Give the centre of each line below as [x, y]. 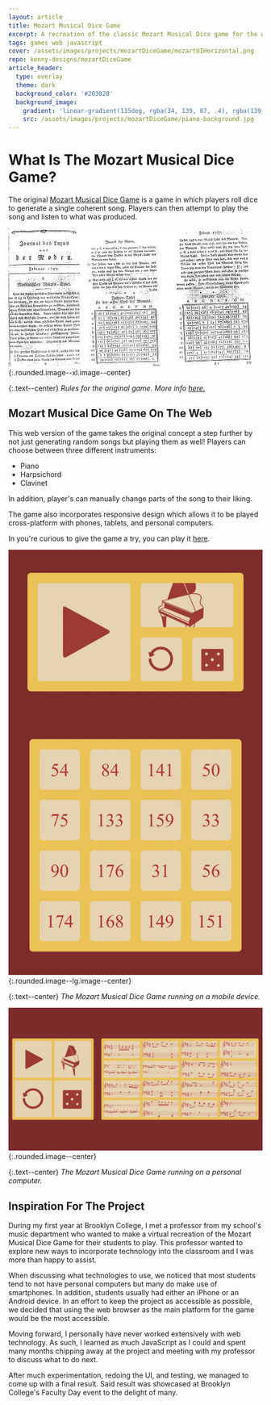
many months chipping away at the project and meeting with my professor [132, 1351]
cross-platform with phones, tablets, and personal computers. [111, 523]
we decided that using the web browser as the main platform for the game [131, 1309]
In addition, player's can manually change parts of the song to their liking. [130, 498]
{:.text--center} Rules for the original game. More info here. [107, 388]
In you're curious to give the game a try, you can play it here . [109, 538]
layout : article [35, 17]
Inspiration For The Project [77, 1206]
